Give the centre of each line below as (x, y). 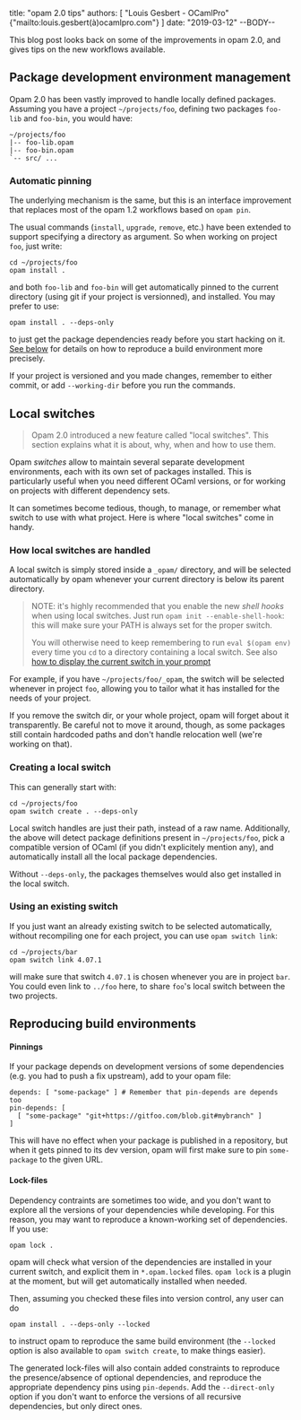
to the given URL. (72, 1160)
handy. (22, 527)
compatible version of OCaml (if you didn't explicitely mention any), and (142, 847)
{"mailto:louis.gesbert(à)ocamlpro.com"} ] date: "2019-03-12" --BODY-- (142, 22)
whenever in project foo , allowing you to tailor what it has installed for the (145, 689)
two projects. (34, 996)
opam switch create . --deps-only (74, 811)
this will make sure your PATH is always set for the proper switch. (152, 625)
